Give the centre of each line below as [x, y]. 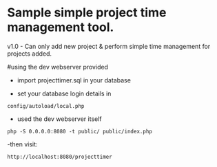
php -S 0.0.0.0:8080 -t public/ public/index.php [80, 131]
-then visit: [22, 144]
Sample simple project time [87, 13]
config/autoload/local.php [46, 106]
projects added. [30, 54]
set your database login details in [64, 93]
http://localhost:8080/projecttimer [60, 157]
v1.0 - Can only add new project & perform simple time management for [109, 46]
